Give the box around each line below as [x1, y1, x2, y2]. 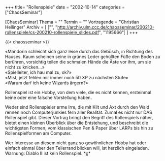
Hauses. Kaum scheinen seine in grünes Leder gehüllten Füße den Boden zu [5, 54, 161, 60]
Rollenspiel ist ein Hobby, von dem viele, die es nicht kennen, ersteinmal [5, 90, 152, 95]
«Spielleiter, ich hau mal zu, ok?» [5, 69, 72, 75]
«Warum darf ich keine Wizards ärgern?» [5, 80, 89, 86]
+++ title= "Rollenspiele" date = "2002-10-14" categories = [5, 4, 125, 10]
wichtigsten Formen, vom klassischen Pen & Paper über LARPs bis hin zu [5, 125, 154, 131]
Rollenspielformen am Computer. [5, 130, 72, 136]
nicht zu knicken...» [5, 64, 45, 70]
